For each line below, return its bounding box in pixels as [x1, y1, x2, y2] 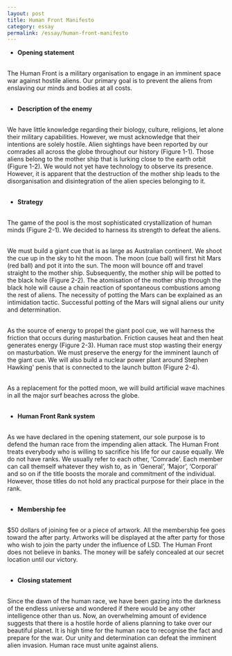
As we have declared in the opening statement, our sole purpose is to [7, 433, 206, 441]
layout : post [7, 10, 45, 17]
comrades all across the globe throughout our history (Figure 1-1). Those [7, 148, 215, 156]
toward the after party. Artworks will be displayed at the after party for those [7, 533, 225, 542]
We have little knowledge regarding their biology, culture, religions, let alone [7, 125, 224, 134]
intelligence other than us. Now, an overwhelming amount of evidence [7, 612, 207, 620]
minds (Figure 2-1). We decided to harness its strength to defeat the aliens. [7, 226, 221, 234]
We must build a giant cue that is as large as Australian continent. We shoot [7, 247, 222, 255]
